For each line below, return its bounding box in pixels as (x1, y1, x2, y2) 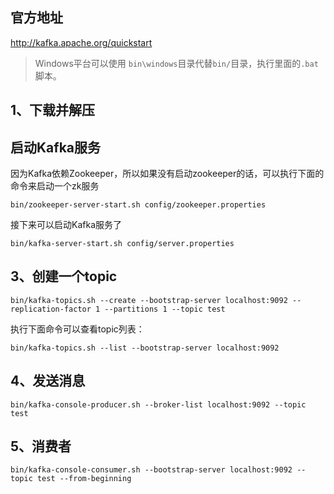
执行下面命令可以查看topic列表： (10, 323, 145, 335)
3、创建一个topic (10, 268, 118, 285)
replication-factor (10, 304, 92, 314)
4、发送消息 (10, 373, 86, 390)
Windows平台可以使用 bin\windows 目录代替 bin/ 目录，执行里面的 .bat (34, 57, 319, 69)
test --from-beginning (36, 474, 132, 484)
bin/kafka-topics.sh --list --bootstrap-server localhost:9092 (10, 343, 280, 353)
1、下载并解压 (10, 102, 96, 119)
